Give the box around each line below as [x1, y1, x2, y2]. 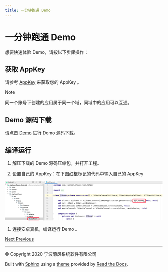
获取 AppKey [5, 65, 46, 73]
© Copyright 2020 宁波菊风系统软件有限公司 [5, 251, 97, 257]
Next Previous [5, 236, 34, 242]
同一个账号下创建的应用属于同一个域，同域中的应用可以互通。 [5, 100, 132, 106]
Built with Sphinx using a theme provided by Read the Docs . [5, 261, 128, 267]
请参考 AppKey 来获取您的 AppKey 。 [5, 79, 82, 85]
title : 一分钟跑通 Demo [5, 8, 51, 13]
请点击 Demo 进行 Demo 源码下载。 [5, 130, 78, 136]
